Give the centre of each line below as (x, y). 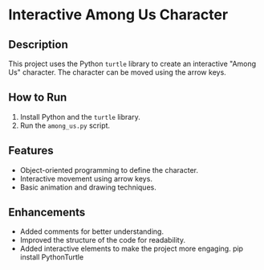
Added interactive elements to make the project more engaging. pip (131, 249)
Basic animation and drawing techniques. (88, 187)
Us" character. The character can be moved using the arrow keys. (117, 72)
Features (31, 151)
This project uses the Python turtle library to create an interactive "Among (132, 63)
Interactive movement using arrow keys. (86, 178)
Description (38, 45)
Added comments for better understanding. (92, 231)
